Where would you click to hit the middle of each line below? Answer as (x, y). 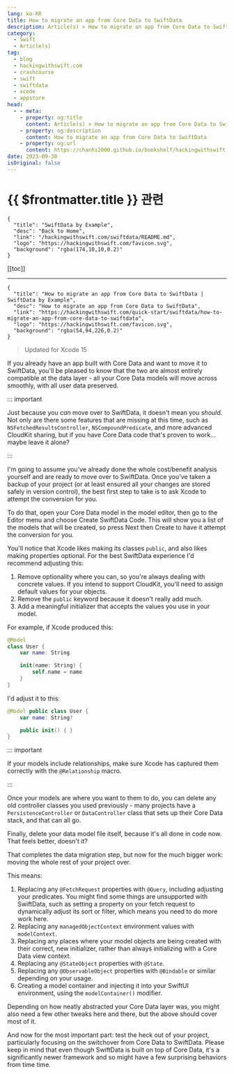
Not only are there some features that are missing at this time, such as (108, 420)
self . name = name (57, 672)
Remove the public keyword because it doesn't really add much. (110, 598)
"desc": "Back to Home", (49, 231)
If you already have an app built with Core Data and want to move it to (107, 363)
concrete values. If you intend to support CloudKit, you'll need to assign (120, 584)
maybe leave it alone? (38, 442)
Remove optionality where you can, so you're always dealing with (111, 576)
